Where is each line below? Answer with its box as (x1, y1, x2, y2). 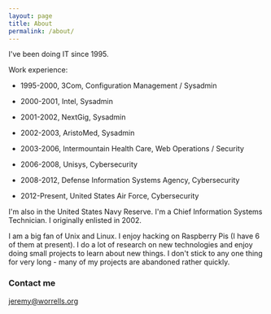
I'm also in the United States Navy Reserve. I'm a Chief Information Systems (8, 207, 263, 216)
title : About (8, 20, 53, 28)
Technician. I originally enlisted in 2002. (8, 216, 142, 225)
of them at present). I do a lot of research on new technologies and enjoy (8, 240, 254, 250)
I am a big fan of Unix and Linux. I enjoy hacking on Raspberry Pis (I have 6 (8, 231, 260, 241)
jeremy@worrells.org (8, 296, 79, 306)
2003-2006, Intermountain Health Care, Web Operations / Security (20, 144, 244, 154)
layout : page (8, 11, 53, 20)
